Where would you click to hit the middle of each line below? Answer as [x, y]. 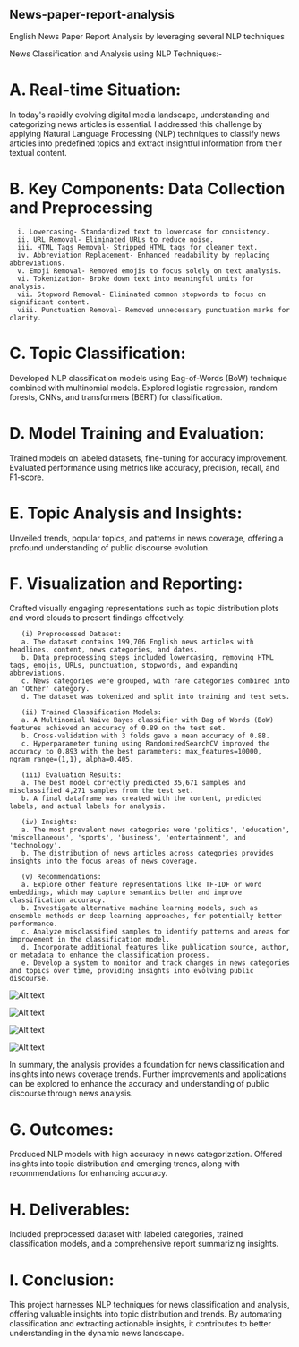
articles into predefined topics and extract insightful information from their [146, 143]
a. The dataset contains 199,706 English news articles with [137, 642]
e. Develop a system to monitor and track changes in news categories [156, 963]
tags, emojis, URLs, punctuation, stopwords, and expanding [124, 666]
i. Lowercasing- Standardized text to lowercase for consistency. [144, 232]
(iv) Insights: [49, 823]
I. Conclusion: [62, 1280]
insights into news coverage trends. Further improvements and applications [149, 1074]
